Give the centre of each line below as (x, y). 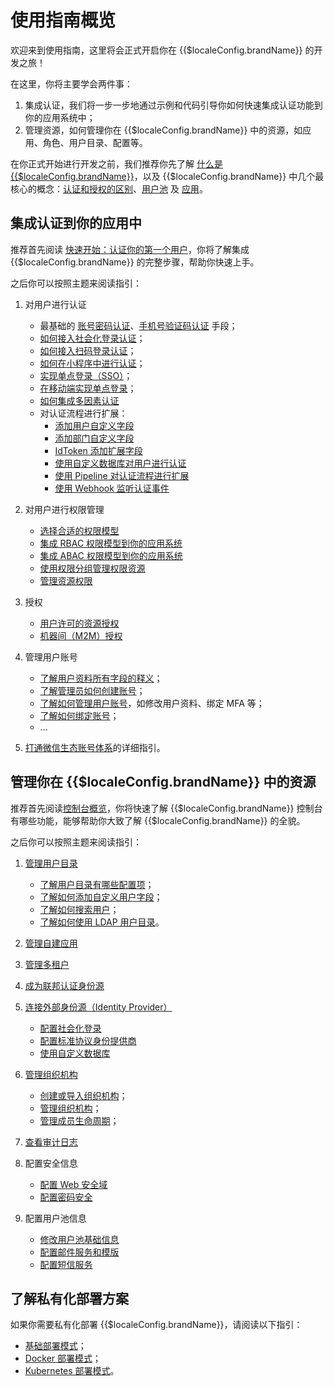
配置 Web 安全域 (73, 1184)
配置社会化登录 (70, 1028)
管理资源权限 (66, 580)
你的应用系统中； (60, 117)
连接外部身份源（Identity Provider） (98, 1007)
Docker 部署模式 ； (63, 1358)
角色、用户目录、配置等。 (95, 142)
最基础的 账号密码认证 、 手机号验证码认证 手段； (138, 325)
